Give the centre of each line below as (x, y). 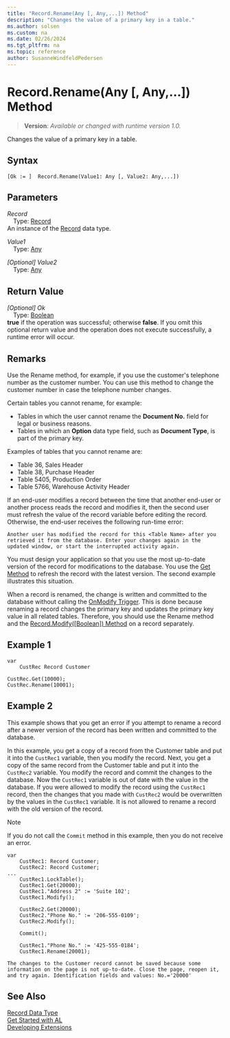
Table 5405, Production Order (59, 479)
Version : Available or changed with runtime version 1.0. (102, 126)
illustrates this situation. (41, 581)
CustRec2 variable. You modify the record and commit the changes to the (110, 772)
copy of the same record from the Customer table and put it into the (103, 765)
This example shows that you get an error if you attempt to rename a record (114, 722)
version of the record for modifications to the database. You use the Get (109, 566)
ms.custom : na (27, 33)
